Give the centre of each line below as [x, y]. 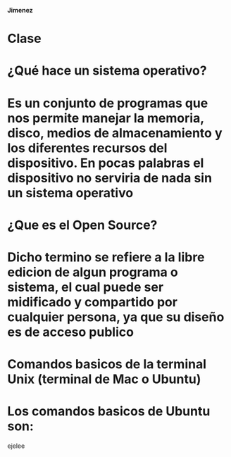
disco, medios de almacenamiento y [115, 133]
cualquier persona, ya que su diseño [116, 317]
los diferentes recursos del [87, 148]
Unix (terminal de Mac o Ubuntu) [104, 379]
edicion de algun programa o [93, 272]
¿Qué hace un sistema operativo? [107, 71]
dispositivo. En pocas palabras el [106, 163]
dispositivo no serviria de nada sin [110, 178]
